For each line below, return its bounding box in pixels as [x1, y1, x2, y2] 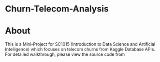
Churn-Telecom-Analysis [5, 3, 109, 14]
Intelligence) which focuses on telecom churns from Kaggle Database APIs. [5, 47, 156, 52]
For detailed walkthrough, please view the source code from [5, 51, 125, 57]
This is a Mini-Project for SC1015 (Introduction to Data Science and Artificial [5, 41, 156, 47]
